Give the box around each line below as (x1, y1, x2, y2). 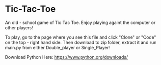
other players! (5, 24, 33, 30)
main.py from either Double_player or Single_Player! (5, 44, 110, 50)
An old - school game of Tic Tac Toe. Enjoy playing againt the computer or (5, 20, 156, 25)
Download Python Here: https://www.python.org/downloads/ (5, 54, 128, 60)
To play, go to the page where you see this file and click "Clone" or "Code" (5, 34, 156, 40)
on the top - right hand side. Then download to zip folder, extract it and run (5, 39, 157, 45)
